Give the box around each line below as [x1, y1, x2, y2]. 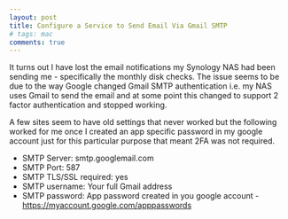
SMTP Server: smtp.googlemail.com [21, 153, 154, 164]
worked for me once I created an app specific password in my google [9, 126, 263, 137]
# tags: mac [9, 29, 53, 38]
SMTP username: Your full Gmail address [21, 181, 173, 192]
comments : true [9, 37, 66, 47]
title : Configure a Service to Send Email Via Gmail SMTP [9, 21, 228, 30]
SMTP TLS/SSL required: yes [21, 172, 128, 183]
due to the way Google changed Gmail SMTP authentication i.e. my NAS [9, 81, 272, 91]
